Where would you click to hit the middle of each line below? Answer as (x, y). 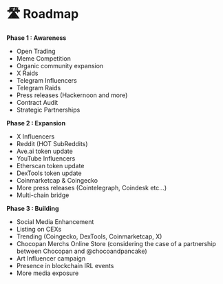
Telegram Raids (39, 88)
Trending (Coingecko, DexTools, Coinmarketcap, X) (89, 236)
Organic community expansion (60, 65)
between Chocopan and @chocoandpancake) (82, 251)
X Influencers (35, 136)
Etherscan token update (50, 165)
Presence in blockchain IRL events (65, 265)
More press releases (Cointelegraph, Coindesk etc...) (92, 187)
